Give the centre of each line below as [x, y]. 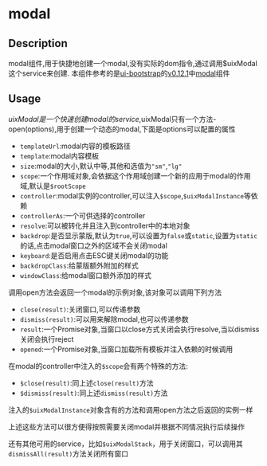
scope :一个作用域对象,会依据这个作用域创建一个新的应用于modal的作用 [135, 175]
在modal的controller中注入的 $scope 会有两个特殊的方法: [98, 366]
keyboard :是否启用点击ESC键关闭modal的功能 [94, 255]
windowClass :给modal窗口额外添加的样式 [86, 275]
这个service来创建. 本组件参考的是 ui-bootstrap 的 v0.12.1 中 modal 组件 [119, 73]
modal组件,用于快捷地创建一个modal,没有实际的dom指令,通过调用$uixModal [133, 63]
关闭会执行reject [47, 339]
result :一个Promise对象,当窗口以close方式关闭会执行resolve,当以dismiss [139, 329]
